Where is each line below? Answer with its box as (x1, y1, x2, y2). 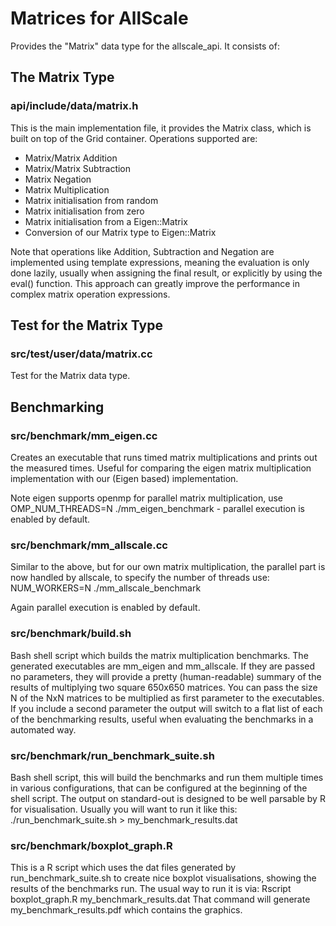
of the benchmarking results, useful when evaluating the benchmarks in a (10, 713, 314, 725)
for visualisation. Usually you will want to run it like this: (10, 803, 238, 815)
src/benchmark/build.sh (10, 627, 132, 641)
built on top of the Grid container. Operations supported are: (10, 132, 258, 144)
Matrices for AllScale (10, 7, 189, 30)
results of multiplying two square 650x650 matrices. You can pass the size (10, 681, 318, 693)
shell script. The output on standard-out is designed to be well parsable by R (10, 792, 326, 804)
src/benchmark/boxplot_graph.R (10, 838, 173, 852)
